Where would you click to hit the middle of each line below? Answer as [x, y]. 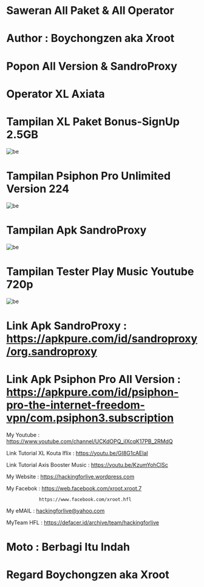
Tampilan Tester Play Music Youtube [100, 271]
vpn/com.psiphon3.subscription [90, 418]
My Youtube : [23, 435]
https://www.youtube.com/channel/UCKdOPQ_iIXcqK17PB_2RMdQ [90, 441]
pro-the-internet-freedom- [76, 405]
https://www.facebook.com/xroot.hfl [85, 499]
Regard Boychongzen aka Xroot [88, 575]
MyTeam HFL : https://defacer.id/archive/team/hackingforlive [83, 522]
